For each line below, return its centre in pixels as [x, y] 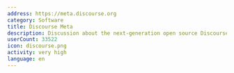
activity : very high [37, 53]
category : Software [36, 20]
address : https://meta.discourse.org [62, 14]
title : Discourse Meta [40, 26]
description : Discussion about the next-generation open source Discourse [118, 33]
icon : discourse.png [37, 46]
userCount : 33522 [32, 40]
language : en [26, 59]
